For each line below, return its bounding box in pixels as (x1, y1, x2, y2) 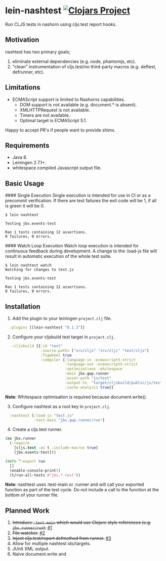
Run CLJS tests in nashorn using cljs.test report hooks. (5, 21, 117, 27)
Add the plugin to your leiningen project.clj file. (12, 316, 112, 321)
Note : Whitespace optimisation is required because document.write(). (5, 394, 147, 400)
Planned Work (5, 506, 50, 514)
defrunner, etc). (12, 69, 44, 75)
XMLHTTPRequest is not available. (19, 107, 90, 113)
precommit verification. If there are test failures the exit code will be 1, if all (5, 198, 157, 204)
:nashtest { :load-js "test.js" (9, 413, 74, 418)
